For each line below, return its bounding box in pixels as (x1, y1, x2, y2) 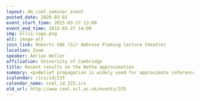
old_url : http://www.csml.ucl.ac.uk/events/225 (6, 86, 127, 92)
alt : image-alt (6, 36, 44, 42)
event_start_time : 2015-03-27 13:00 (6, 20, 97, 26)
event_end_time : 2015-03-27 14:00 (6, 25, 92, 31)
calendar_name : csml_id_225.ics (6, 81, 86, 87)
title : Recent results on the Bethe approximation (6, 64, 135, 70)
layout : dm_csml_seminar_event (6, 8, 84, 15)
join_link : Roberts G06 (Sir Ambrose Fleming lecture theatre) (6, 42, 167, 48)
